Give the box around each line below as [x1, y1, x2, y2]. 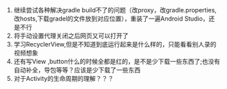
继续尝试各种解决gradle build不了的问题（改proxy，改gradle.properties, [13, 6, 217, 14]
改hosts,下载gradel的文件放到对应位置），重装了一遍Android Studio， [13, 14, 209, 23]
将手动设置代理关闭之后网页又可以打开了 [13, 31, 129, 40]
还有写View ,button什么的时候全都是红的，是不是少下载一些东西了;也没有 [13, 58, 220, 65]
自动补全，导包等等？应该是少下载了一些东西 [13, 66, 141, 74]
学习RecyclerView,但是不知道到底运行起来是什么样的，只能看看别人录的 [13, 40, 217, 48]
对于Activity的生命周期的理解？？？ [13, 75, 114, 82]
